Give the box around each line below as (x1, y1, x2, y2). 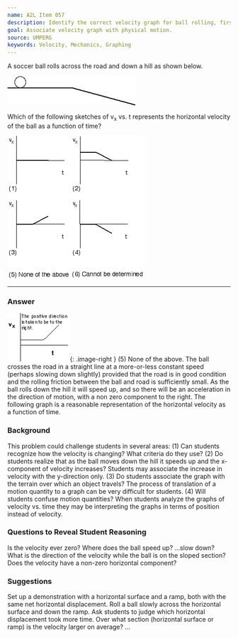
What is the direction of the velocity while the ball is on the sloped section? (7, 551, 226, 559)
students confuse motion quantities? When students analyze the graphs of (7, 494, 225, 503)
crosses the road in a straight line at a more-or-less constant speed (7, 362, 204, 371)
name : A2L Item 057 (7, 11, 65, 18)
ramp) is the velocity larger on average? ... (7, 622, 131, 632)
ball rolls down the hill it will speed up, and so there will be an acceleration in (7, 385, 231, 394)
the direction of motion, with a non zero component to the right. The (7, 393, 206, 401)
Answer (7, 296, 35, 306)
